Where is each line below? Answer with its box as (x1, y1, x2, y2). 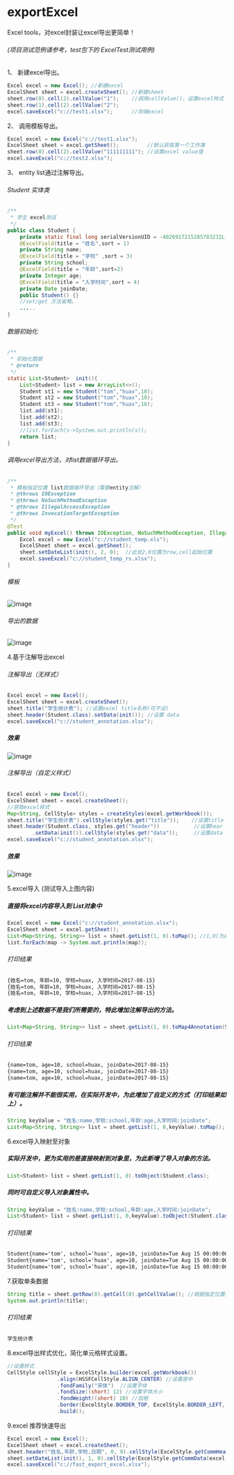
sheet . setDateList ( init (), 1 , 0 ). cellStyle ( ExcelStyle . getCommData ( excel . (7, 1455, 228, 1462)
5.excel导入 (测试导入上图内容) (7, 884, 95, 892)
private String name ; (19, 247, 82, 253)
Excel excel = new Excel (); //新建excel (7, 82, 124, 89)
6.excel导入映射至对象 (7, 1137, 71, 1146)
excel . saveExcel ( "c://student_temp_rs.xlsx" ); (19, 555, 157, 563)
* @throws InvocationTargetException (10, 510, 119, 517)
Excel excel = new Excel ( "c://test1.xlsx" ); (7, 135, 138, 143)
